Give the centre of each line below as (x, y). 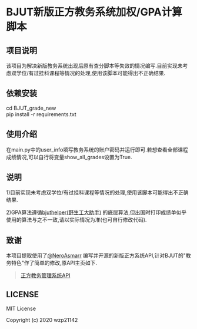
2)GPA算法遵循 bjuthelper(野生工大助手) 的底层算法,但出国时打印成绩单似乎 (96, 212)
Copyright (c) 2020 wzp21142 (42, 320)
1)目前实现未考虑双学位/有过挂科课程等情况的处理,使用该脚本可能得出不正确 (97, 193)
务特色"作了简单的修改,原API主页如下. (51, 263)
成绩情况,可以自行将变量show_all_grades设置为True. (69, 157)
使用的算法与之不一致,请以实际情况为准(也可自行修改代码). (76, 220)
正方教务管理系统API (45, 275)
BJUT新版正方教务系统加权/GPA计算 (94, 12)
